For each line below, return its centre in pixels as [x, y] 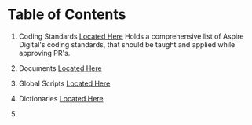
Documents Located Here [60, 68]
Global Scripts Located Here [64, 83]
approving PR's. [44, 53]
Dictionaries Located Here [61, 98]
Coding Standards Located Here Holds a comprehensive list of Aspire [131, 36]
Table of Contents [67, 15]
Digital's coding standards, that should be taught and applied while [127, 44]
